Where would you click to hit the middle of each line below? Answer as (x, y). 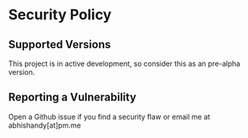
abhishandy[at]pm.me (45, 125)
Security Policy (60, 15)
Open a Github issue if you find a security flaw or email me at (109, 116)
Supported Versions (59, 45)
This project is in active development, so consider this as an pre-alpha (124, 63)
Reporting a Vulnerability (72, 97)
